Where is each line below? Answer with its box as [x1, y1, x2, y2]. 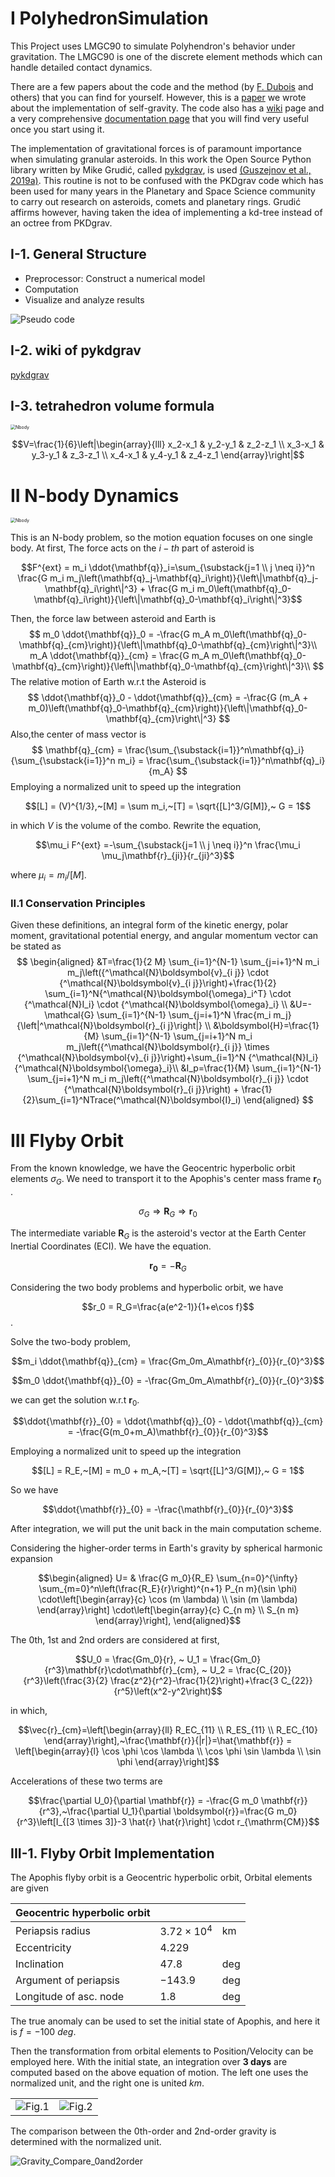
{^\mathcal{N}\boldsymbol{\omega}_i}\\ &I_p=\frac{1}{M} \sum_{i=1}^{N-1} [14, 1062, 322, 1074]
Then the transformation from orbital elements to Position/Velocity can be [10, 2045, 314, 2057]
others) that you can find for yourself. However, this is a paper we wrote [10, 91, 307, 103]
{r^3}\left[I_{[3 [16, 1816, 75, 1828]
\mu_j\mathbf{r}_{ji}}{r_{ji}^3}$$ [101, 850, 235, 862]
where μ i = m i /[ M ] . [10, 869, 87, 884]
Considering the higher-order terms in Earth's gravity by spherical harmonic [10, 1542, 323, 1554]
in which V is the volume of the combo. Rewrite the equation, [10, 820, 262, 832]
